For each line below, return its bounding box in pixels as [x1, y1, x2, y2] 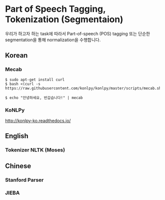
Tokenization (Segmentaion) [5, 14, 124, 25]
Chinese [5, 162, 31, 170]
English [5, 132, 28, 140]
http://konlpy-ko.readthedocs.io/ [5, 118, 71, 124]
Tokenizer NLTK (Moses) [5, 147, 65, 153]
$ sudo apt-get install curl [5, 77, 65, 82]
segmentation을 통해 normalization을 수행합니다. [5, 37, 101, 43]
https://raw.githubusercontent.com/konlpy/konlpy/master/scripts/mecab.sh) [5, 86, 164, 91]
